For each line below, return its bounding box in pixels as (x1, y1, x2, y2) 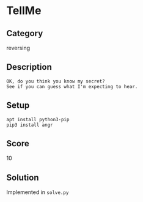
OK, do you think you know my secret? (6, 78, 105, 84)
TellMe (6, 4, 42, 18)
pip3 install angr (6, 122, 53, 128)
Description (6, 62, 52, 72)
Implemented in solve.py (6, 189, 69, 196)
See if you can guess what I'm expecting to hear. (6, 83, 138, 89)
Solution (6, 172, 39, 182)
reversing (6, 44, 31, 51)
